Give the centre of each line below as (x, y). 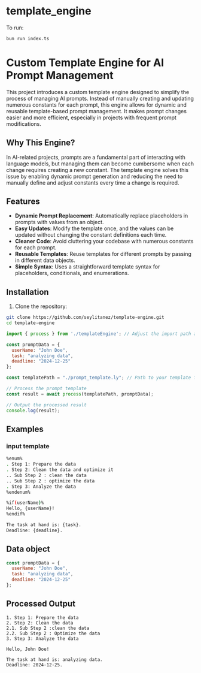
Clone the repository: (41, 306)
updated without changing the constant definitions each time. (91, 235)
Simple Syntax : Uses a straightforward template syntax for (87, 267)
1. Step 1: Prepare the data (42, 618)
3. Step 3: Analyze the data (42, 639)
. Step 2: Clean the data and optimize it (60, 470)
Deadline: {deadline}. (34, 530)
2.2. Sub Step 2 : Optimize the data (53, 633)
